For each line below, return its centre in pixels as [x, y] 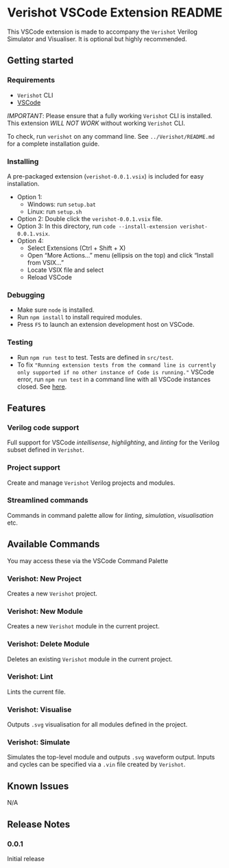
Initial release [26, 858]
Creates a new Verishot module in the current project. [83, 626]
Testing [20, 343]
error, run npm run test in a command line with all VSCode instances [114, 379]
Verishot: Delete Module [48, 644]
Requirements [31, 80]
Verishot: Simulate [39, 742]
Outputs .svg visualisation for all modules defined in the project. [97, 724]
